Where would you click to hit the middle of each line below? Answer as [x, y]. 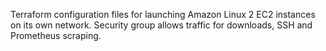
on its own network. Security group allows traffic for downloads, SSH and [161, 25]
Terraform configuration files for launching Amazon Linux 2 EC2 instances [163, 14]
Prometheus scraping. [56, 35]
